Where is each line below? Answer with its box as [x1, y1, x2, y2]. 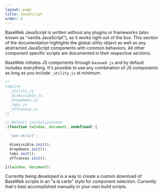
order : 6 [5, 16, 23, 21]
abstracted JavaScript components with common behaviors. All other [5, 45, 145, 51]
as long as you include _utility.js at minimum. [5, 70, 102, 76]
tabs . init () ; [9, 151, 36, 156]
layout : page [5, 7, 32, 12]
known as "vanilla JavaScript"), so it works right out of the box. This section [5, 35, 158, 40]
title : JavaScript [5, 12, 43, 17]
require [5, 84, 21, 89]
